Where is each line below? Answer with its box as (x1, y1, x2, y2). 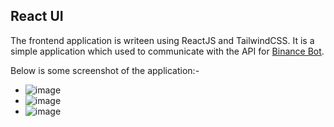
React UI (10, 8, 64, 25)
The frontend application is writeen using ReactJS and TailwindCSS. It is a (10, 34, 315, 46)
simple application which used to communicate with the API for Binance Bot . (10, 45, 325, 57)
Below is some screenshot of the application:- (10, 64, 200, 76)
